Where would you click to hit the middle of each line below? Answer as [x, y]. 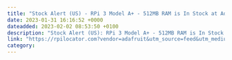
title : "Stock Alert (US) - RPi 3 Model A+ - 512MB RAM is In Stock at [112, 13]
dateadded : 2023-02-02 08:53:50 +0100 [63, 26]
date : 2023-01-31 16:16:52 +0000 [55, 20]
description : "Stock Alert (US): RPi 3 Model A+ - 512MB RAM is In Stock [116, 33]
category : [21, 46]
